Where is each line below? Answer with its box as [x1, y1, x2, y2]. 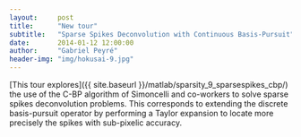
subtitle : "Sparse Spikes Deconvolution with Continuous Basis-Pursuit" [9, 30, 295, 39]
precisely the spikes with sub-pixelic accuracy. [9, 117, 182, 128]
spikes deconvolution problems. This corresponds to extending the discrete [9, 98, 288, 108]
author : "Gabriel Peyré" [9, 47, 118, 56]
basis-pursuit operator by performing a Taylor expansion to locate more [9, 108, 274, 118]
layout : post [9, 13, 74, 22]
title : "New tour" [9, 21, 99, 30]
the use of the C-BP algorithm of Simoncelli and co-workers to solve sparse [9, 89, 289, 99]
